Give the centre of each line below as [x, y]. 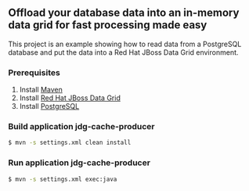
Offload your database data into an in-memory [124, 13]
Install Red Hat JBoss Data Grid [70, 98]
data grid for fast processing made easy [108, 25]
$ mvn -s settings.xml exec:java [63, 179]
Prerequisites [34, 72]
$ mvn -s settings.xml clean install [70, 143]
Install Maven [41, 90]
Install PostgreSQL [49, 106]
